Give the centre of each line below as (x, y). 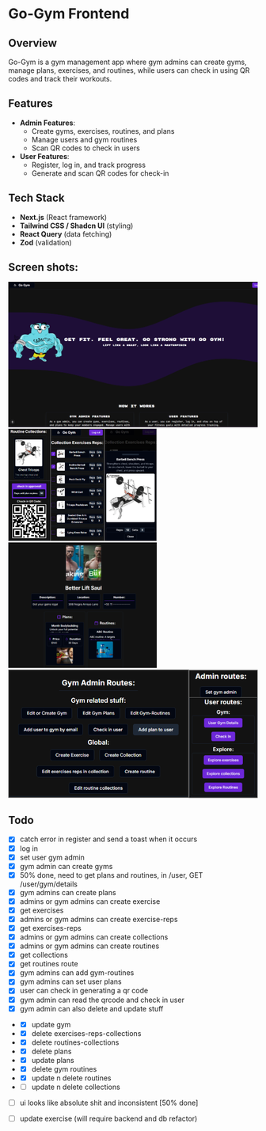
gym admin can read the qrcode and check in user (102, 1000)
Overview (33, 43)
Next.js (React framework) (63, 217)
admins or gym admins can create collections (94, 937)
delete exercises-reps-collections (86, 1033)
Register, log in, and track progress (89, 165)
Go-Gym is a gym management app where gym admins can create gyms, (127, 62)
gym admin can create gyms (66, 866)
